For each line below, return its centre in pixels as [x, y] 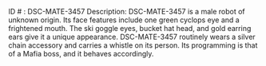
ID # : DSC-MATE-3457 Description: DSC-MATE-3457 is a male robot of [127, 12]
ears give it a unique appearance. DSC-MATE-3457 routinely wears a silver [132, 37]
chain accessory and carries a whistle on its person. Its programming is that [133, 45]
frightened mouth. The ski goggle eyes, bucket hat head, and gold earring [130, 28]
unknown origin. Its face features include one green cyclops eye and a [124, 20]
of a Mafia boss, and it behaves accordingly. [81, 54]
